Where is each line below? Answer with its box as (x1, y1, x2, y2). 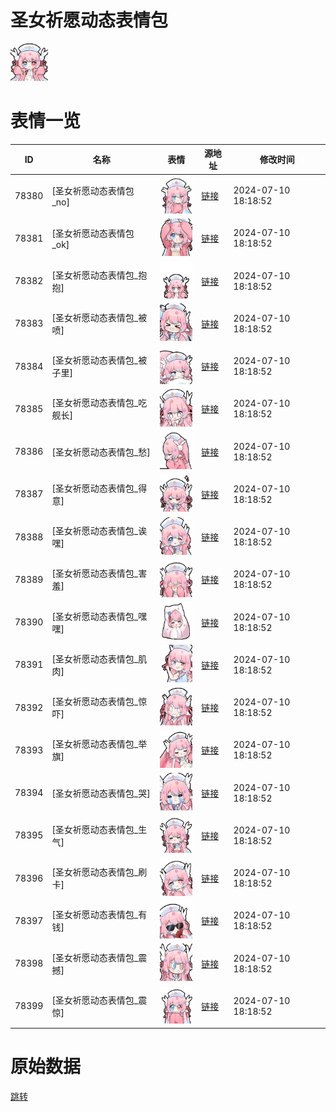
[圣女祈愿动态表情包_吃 (51, 397, 148, 409)
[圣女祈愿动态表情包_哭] (51, 787, 151, 799)
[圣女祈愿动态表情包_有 (51, 909, 148, 921)
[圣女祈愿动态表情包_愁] (51, 446, 151, 458)
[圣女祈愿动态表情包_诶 (51, 525, 148, 537)
